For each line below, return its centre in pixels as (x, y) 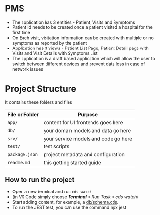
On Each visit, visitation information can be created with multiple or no (83, 38)
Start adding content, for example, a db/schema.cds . (65, 202)
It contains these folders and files (39, 102)
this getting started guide (72, 162)
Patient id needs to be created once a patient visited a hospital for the (82, 27)
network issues (27, 69)
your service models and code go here (88, 139)
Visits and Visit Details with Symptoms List (55, 53)
